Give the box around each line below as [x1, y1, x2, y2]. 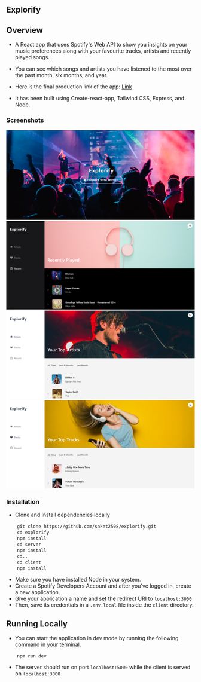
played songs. [14, 54, 50, 61]
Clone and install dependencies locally [14, 511, 111, 519]
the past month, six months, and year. [14, 72, 108, 79]
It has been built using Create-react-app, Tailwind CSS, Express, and [14, 95, 185, 102]
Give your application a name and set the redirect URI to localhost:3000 [14, 595, 193, 603]
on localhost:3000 [14, 670, 61, 677]
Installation [6, 497, 40, 506]
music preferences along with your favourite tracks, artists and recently [14, 47, 191, 54]
